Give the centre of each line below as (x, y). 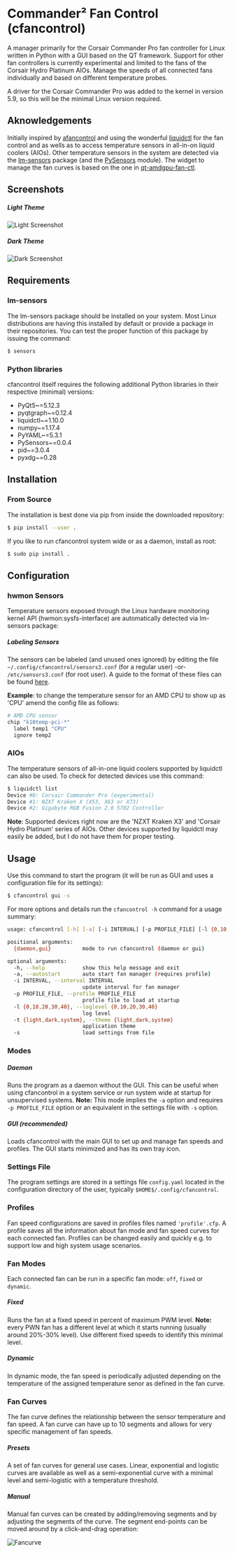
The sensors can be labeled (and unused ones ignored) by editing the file (113, 659)
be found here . (29, 682)
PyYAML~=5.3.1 (40, 435)
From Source (29, 500)
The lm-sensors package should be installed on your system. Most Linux (112, 316)
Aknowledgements (50, 121)
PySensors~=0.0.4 (44, 442)
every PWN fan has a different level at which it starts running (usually (107, 1327)
